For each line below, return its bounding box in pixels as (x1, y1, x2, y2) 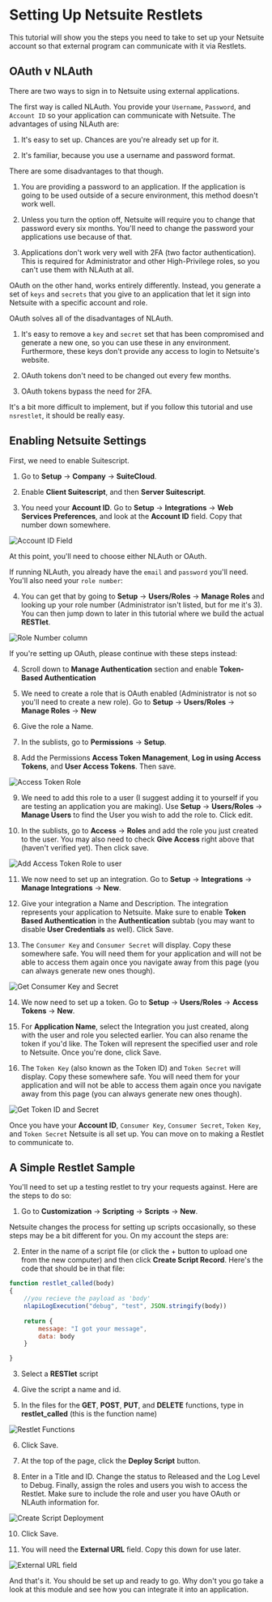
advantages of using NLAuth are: (9, 119, 120, 129)
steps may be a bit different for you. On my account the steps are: (9, 1231, 229, 1241)
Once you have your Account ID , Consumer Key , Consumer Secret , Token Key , (9, 1120, 261, 1130)
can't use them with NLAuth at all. (20, 265, 134, 275)
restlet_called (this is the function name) (20, 1409, 157, 1419)
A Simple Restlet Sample (9, 1161, 136, 1174)
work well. (20, 198, 56, 208)
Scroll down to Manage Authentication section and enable (20, 664, 218, 674)
